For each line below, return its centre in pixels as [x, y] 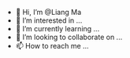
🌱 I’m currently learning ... [58, 29]
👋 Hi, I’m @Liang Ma [48, 12]
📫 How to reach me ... [52, 46]
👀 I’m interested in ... [49, 20]
